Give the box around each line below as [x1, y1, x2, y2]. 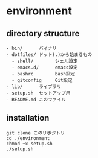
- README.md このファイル [6, 96, 67, 103]
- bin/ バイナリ [6, 45, 57, 51]
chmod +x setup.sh [6, 141, 53, 147]
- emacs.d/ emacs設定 [11, 65, 78, 71]
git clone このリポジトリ [6, 130, 65, 136]
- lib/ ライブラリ [6, 84, 62, 90]
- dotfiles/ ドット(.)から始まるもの [6, 52, 93, 58]
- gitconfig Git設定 [11, 77, 73, 83]
